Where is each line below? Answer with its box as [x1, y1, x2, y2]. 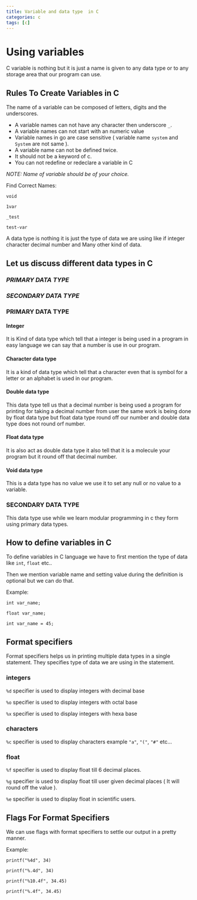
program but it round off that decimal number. [6, 453, 117, 460]
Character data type [6, 355, 57, 362]
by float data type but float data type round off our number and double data [6, 414, 190, 421]
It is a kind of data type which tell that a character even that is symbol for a [6, 368, 188, 375]
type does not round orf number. [6, 420, 86, 427]
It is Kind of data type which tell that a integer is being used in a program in [6, 335, 189, 343]
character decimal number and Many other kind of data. [6, 241, 142, 248]
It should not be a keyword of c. [14, 153, 92, 160]
